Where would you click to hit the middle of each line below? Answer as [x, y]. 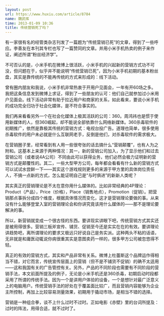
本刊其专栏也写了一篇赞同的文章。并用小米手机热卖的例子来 [90, 48]
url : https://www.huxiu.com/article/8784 [48, 14]
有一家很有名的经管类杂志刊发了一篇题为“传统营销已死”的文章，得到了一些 [80, 42]
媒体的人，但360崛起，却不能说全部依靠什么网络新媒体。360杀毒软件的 [86, 122]
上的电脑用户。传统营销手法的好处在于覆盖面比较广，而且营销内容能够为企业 [82, 286]
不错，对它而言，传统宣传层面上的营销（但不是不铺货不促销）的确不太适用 [84, 261]
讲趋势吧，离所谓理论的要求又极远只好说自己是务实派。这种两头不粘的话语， [82, 233]
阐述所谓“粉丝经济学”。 [37, 55]
